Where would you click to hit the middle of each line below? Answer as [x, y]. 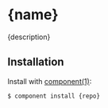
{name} [33, 15]
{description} [29, 37]
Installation [36, 62]
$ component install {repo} [54, 96]
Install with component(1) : [50, 81]
